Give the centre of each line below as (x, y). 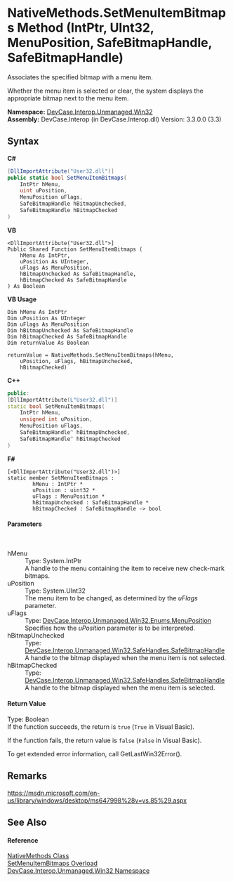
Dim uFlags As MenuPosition (48, 324)
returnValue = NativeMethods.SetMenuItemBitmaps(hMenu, (91, 355)
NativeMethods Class (38, 856)
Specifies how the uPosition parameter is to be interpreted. (110, 628)
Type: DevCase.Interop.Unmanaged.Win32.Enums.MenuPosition (118, 620)
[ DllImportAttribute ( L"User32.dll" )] (62, 400)
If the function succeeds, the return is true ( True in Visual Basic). (101, 727)
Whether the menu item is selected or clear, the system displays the (105, 91)
